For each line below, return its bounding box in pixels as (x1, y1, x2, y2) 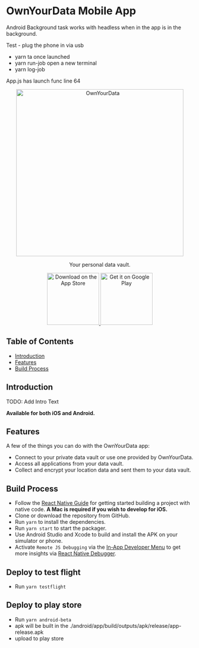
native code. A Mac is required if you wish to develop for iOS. (14, 506, 168, 513)
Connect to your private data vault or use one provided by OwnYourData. (14, 454, 194, 461)
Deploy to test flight (6, 567, 81, 577)
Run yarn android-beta (14, 616, 71, 623)
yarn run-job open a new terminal (14, 59, 97, 67)
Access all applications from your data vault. (14, 460, 124, 467)
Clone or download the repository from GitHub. (14, 512, 131, 519)
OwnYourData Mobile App (6, 4, 137, 18)
